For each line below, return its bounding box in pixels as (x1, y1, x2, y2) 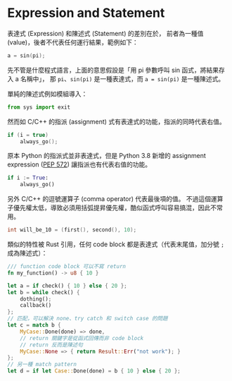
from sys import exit (7, 104, 71, 111)
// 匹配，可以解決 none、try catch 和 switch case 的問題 (7, 315, 168, 322)
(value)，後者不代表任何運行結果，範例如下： (7, 37, 138, 47)
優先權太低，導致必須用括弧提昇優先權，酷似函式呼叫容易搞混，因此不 (13, 203, 217, 212)
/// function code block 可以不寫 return (7, 263, 127, 270)
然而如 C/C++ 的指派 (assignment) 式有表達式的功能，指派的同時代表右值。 (7, 117, 226, 126)
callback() (20, 302, 52, 309)
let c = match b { (7, 322, 61, 329)
